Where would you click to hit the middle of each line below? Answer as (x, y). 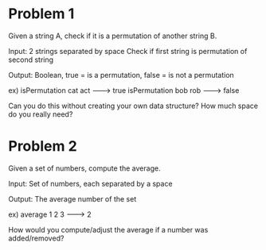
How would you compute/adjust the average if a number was (108, 229)
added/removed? (36, 238)
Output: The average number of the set (72, 198)
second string (31, 60)
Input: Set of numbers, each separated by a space (90, 183)
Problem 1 (41, 14)
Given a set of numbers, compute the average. (84, 168)
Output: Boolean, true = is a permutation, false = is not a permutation (121, 75)
